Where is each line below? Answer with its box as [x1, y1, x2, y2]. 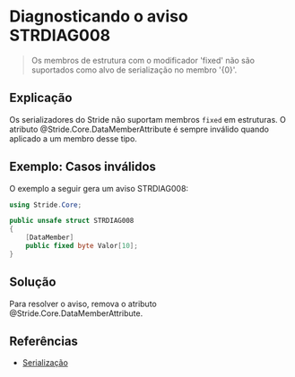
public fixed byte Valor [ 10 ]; [25, 242, 139, 251]
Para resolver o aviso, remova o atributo [9, 298, 157, 309]
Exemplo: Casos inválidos [9, 159, 157, 175]
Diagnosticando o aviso [9, 6, 188, 27]
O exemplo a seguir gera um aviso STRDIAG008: [9, 183, 189, 193]
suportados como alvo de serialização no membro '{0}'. [30, 64, 238, 75]
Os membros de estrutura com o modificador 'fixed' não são [30, 55, 256, 65]
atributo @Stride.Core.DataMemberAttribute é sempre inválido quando [9, 124, 269, 134]
